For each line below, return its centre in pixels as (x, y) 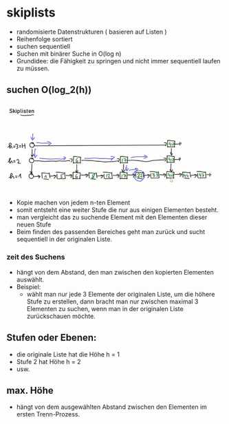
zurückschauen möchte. (61, 316)
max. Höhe (30, 390)
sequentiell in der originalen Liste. (64, 240)
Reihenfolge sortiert (44, 39)
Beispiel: (29, 286)
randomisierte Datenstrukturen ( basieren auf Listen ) (91, 32)
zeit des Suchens (36, 257)
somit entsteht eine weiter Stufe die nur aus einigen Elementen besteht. (118, 210)
